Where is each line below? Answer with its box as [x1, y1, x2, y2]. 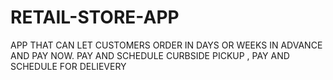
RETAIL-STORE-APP [10, 6, 180, 29]
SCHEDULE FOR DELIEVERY [10, 60, 127, 72]
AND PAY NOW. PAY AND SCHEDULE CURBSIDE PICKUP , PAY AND [10, 49, 290, 61]
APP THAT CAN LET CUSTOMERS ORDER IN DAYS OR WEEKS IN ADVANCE [10, 39, 323, 51]
